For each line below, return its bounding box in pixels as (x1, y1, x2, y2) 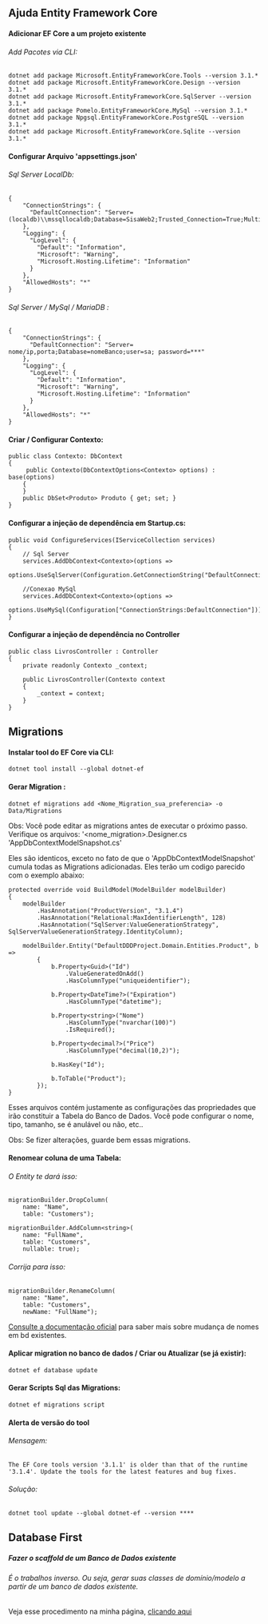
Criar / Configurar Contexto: (8, 435, 104, 444)
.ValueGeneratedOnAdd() (65, 969, 145, 977)
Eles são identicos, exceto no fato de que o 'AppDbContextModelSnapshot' (8, 853, 256, 862)
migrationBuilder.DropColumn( (8, 1196, 109, 1204)
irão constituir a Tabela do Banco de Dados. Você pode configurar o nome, (8, 1111, 254, 1120)
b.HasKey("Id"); (50, 1061, 105, 1069)
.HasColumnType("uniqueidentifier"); (65, 977, 191, 985)
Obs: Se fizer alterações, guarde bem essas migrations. (8, 1135, 191, 1144)
